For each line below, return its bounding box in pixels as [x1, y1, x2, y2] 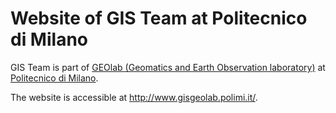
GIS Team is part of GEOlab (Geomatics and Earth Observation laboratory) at [10, 61, 326, 73]
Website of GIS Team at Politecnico [10, 7, 308, 30]
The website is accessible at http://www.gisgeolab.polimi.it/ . [10, 91, 258, 103]
